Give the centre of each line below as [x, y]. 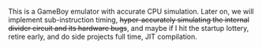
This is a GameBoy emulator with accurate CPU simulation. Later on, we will [131, 11]
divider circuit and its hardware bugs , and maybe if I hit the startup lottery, [129, 28]
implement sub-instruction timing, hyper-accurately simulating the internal [129, 20]
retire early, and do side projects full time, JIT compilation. [103, 36]
